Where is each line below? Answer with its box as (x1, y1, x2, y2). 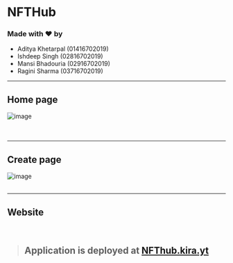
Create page (7, 154, 62, 166)
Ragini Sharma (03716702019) (17, 67, 104, 75)
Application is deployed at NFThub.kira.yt (24, 245, 209, 257)
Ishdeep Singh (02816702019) (17, 52, 103, 61)
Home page (7, 93, 58, 105)
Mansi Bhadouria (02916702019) (17, 60, 111, 68)
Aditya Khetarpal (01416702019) (17, 45, 109, 53)
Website (7, 206, 44, 218)
